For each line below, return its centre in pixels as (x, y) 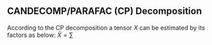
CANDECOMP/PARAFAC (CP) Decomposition (105, 11)
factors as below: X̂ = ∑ (40, 35)
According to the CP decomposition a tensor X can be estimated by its (106, 27)
